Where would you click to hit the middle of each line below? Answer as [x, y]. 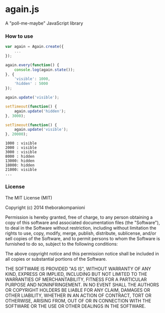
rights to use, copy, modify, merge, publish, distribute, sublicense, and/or [81, 233]
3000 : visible [21, 152]
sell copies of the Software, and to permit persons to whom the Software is [83, 238]
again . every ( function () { [32, 65]
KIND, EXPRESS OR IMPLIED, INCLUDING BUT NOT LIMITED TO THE [76, 274]
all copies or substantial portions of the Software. [56, 259]
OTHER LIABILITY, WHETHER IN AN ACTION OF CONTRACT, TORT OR [78, 295]
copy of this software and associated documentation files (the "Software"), [83, 223]
